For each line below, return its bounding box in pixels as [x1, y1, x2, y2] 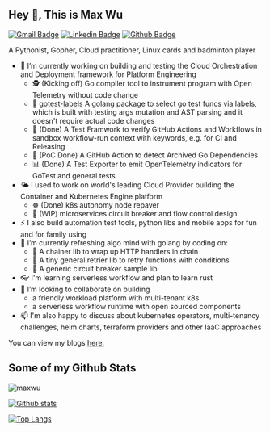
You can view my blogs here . [8, 338, 105, 347]
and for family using [19, 229, 87, 239]
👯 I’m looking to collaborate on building [19, 284, 150, 294]
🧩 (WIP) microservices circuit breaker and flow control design [32, 208, 238, 218]
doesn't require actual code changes [32, 115, 155, 125]
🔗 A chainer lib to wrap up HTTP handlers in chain [32, 246, 199, 256]
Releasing [32, 141, 65, 151]
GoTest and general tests [32, 170, 116, 180]
